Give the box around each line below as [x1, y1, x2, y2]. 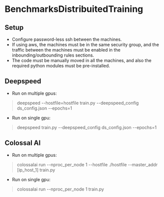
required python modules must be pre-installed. [11, 63, 110, 68]
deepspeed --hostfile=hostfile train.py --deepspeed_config [16, 100, 139, 106]
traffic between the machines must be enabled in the [11, 47, 121, 53]
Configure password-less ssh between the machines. [11, 36, 122, 42]
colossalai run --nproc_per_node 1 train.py [16, 186, 104, 192]
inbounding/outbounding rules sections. [11, 52, 94, 58]
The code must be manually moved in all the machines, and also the [11, 58, 152, 63]
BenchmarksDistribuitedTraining [4, 3, 144, 15]
